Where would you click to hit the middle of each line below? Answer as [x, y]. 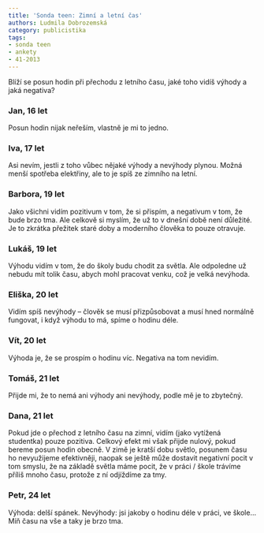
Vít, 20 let [27, 341]
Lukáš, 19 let [33, 248]
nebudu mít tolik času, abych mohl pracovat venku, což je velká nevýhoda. [129, 274]
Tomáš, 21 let [34, 378]
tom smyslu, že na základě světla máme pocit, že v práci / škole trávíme [125, 467]
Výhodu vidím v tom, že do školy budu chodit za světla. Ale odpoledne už [127, 266]
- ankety [22, 52]
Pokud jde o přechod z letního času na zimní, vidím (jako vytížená [115, 433]
